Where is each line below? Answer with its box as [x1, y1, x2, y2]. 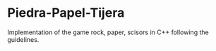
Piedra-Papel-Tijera [7, 5, 125, 21]
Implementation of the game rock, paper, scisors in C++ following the [7, 28, 210, 36]
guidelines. [7, 35, 40, 43]
